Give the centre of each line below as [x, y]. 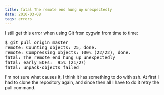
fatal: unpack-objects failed [42, 67]
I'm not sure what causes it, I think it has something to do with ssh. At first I [82, 77]
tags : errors [19, 19]
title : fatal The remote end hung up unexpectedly [59, 10]
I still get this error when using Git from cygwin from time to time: [72, 33]
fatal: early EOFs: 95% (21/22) [46, 62]
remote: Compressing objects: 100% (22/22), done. [68, 52]
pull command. [20, 88]
